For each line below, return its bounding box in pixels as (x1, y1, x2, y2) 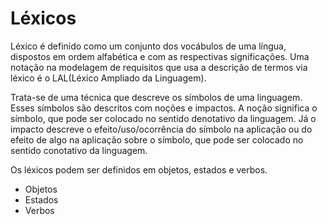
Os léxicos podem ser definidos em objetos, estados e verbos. (10, 163, 268, 176)
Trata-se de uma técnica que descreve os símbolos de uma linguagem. (10, 91, 303, 103)
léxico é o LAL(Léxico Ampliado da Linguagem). (10, 72, 207, 84)
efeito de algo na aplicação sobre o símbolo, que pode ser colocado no (10, 133, 304, 146)
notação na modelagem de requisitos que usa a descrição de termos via (10, 61, 308, 73)
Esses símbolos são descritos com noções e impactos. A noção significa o (10, 102, 318, 114)
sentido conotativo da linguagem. (10, 144, 148, 156)
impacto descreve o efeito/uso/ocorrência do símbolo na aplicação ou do (10, 123, 313, 135)
